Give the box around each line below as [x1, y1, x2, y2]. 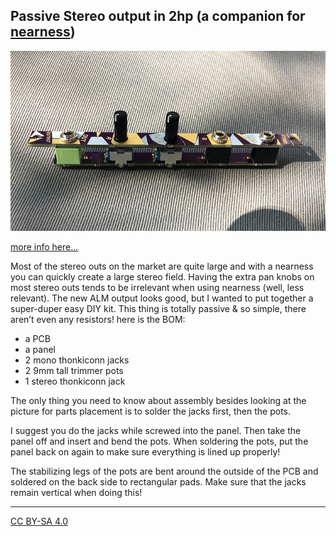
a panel [24, 343, 56, 355]
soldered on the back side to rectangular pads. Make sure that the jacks [10, 475, 307, 488]
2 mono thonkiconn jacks [24, 354, 130, 366]
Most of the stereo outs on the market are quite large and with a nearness [10, 260, 314, 272]
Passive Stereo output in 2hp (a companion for [10, 8, 306, 25]
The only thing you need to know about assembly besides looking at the [10, 394, 307, 406]
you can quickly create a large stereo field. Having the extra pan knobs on [10, 270, 315, 283]
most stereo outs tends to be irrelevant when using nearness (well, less [10, 281, 305, 293]
